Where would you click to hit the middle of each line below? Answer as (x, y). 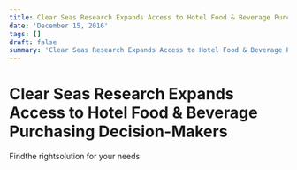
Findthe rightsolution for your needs (75, 157)
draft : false (33, 42)
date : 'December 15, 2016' (59, 26)
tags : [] (25, 34)
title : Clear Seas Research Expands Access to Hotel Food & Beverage (140, 17)
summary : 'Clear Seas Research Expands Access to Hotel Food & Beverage (146, 50)
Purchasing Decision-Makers (118, 131)
